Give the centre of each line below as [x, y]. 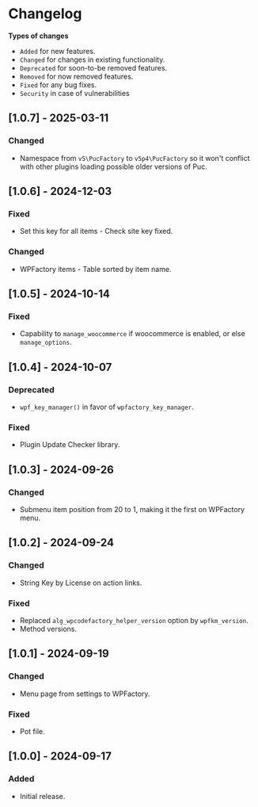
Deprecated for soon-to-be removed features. [93, 67]
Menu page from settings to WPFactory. [85, 694]
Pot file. [32, 731]
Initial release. [42, 796]
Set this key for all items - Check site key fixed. [96, 231]
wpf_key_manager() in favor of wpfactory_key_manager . [106, 407]
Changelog [45, 14]
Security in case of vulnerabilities [74, 93]
